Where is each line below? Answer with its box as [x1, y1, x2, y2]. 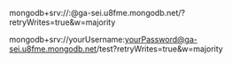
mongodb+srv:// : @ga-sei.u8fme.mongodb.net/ [9, 8, 182, 18]
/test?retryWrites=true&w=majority [96, 43, 223, 54]
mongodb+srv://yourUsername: [9, 35, 126, 44]
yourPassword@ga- [124, 35, 197, 44]
